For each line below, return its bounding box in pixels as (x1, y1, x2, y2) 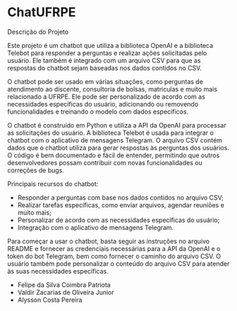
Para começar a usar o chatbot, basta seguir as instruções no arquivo (7, 237, 210, 245)
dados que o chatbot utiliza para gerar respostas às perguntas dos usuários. (7, 143, 229, 152)
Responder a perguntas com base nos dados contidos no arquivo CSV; (17, 193, 224, 202)
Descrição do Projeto (7, 28, 69, 36)
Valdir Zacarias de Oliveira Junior (17, 288, 114, 296)
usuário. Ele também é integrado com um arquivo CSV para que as (7, 56, 201, 64)
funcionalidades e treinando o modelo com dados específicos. (7, 107, 189, 116)
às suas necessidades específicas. (7, 267, 109, 275)
